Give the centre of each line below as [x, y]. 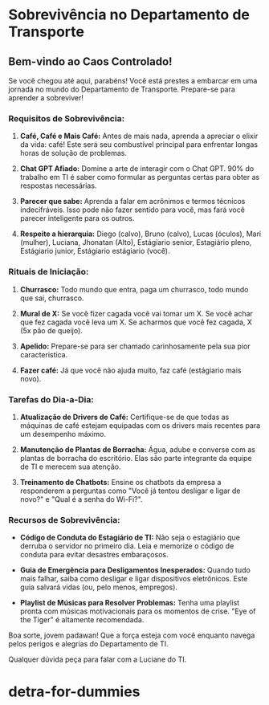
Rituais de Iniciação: [49, 272]
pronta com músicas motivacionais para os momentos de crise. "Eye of [138, 611]
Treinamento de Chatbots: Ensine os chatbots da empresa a [120, 482]
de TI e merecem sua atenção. [70, 467]
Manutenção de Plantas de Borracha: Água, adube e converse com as [137, 449]
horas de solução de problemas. [73, 153]
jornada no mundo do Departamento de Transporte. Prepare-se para [122, 89]
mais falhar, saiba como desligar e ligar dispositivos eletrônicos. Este [134, 579]
